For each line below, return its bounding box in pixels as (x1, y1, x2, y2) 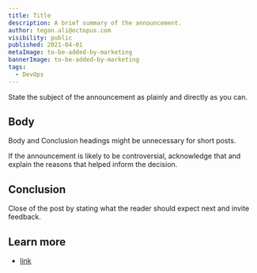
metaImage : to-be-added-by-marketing (8, 48, 133, 56)
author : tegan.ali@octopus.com (8, 26, 111, 34)
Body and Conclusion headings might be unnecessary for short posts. (8, 136, 236, 146)
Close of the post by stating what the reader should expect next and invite (8, 203, 250, 214)
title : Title (8, 11, 51, 20)
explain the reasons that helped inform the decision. (8, 160, 178, 169)
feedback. (8, 212, 41, 222)
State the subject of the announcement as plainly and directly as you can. (8, 92, 248, 101)
